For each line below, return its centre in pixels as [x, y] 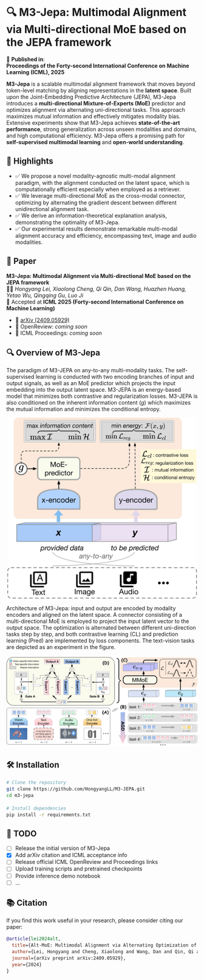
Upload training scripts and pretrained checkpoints [79, 869]
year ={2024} [27, 964]
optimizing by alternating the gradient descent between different [96, 203]
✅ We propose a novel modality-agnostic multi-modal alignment [95, 176]
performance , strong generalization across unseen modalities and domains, [102, 129]
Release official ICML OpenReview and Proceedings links [87, 862]
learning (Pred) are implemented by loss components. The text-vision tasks [100, 641]
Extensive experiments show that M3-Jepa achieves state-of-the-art [93, 122]
